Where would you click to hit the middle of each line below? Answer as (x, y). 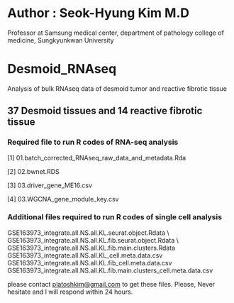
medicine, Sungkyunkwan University (61, 40)
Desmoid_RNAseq (62, 69)
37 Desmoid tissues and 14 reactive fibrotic (105, 111)
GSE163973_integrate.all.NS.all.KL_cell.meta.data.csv (85, 255)
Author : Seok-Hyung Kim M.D (99, 13)
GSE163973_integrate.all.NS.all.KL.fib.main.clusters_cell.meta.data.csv (110, 270)
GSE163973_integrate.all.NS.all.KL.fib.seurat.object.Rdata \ (93, 240)
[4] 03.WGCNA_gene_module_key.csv (63, 199)
